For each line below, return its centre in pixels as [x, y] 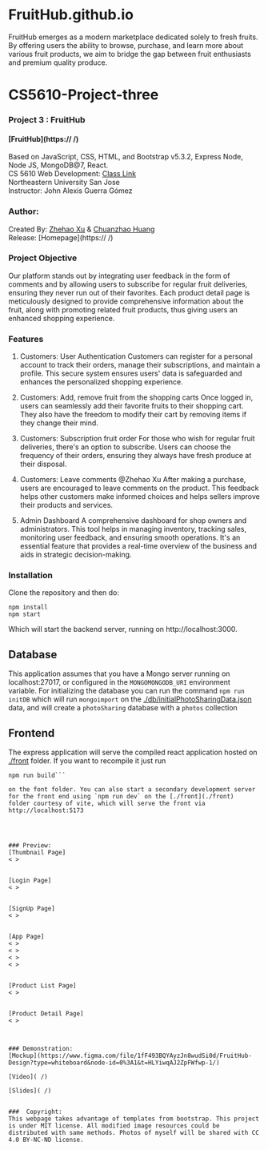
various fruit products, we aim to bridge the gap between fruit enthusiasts [130, 54]
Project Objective [43, 258]
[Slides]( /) [30, 1091]
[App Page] [26, 937]
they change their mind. [59, 423]
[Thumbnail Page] [37, 853]
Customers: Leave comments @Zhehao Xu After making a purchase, [133, 480]
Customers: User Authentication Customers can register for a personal [136, 356]
